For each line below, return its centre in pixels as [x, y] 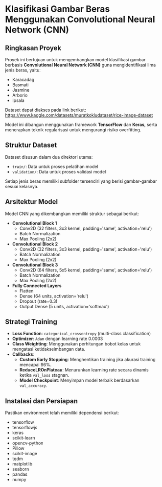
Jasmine [21, 90]
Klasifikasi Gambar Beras [58, 9]
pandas [20, 474]
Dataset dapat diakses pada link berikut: [46, 110]
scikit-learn [23, 438]
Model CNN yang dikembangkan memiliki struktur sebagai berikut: [72, 214]
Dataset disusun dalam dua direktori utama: [49, 157]
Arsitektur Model [32, 202]
